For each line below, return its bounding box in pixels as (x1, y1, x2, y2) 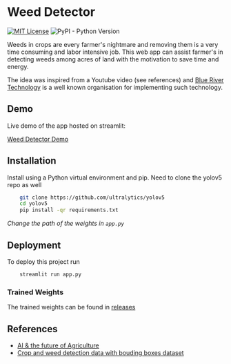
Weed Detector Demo (7, 135, 69, 143)
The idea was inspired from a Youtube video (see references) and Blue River (7, 75, 224, 84)
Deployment (7, 239, 61, 251)
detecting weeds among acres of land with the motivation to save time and (7, 55, 219, 63)
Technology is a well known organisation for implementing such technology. (7, 83, 223, 91)
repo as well (7, 180, 42, 189)
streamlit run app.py (19, 271, 81, 278)
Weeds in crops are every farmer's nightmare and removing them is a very (7, 40, 219, 48)
